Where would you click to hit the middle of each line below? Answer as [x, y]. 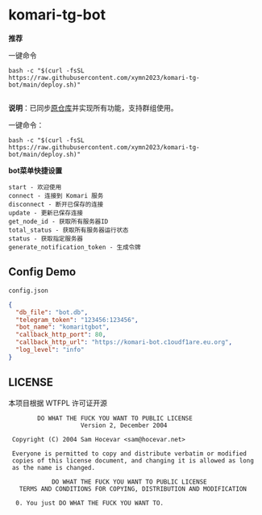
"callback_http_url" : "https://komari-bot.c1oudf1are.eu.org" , [124, 342]
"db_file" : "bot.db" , [52, 312]
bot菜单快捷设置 [35, 170]
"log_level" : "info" [50, 350]
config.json [28, 291]
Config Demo [42, 272]
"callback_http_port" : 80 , [61, 335]
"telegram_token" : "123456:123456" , [77, 320]
